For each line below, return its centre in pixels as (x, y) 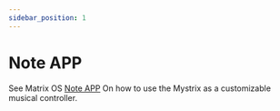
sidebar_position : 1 (48, 18)
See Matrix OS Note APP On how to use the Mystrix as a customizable (140, 88)
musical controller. (43, 97)
